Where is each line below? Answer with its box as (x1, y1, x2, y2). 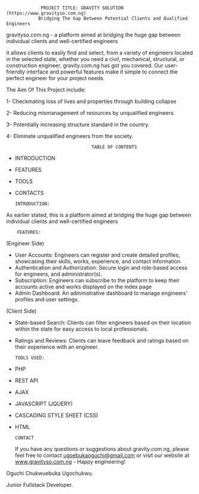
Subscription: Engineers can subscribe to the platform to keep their (14, 277, 180, 283)
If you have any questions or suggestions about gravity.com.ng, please (14, 446, 189, 452)
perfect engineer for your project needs (6, 75, 104, 81)
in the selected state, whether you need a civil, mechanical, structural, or (6, 56, 185, 62)
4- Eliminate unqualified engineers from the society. (6, 133, 134, 139)
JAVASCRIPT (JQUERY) (14, 400, 73, 407)
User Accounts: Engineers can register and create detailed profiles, (14, 251, 181, 258)
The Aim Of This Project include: (6, 86, 86, 93)
